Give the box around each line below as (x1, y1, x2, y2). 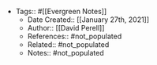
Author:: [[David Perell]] (27, 23, 105, 32)
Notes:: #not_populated (27, 49, 104, 57)
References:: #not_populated (27, 31, 122, 41)
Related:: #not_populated (27, 40, 110, 49)
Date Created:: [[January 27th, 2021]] (27, 15, 150, 24)
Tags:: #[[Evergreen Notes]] (15, 7, 107, 16)
